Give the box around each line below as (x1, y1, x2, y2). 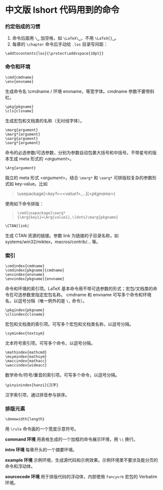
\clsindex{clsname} (5, 312, 45, 317)
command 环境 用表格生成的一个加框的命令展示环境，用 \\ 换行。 (5, 437, 138, 442)
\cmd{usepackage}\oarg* (17, 210, 66, 216)
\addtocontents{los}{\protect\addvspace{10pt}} (5, 51, 104, 56)
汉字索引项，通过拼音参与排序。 (5, 392, 70, 398)
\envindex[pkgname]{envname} (5, 276, 65, 282)
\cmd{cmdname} (5, 74, 34, 80)
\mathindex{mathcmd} (5, 350, 47, 355)
